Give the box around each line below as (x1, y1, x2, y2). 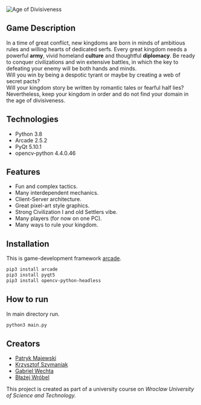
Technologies (6, 115, 59, 125)
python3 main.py (6, 322, 47, 328)
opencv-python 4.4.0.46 (14, 149, 76, 157)
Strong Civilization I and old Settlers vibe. (14, 209, 118, 216)
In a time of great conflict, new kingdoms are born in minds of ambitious (6, 39, 185, 46)
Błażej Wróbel (14, 374, 50, 381)
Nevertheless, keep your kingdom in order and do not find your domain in (6, 90, 189, 98)
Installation (6, 239, 49, 249)
